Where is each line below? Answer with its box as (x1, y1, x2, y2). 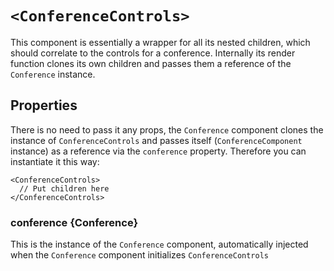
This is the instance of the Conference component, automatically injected (10, 238, 309, 251)
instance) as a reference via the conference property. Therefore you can (10, 145, 307, 157)
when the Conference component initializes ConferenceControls (10, 249, 269, 261)
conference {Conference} (10, 215, 139, 229)
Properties (10, 97, 78, 114)
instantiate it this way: (10, 155, 100, 167)
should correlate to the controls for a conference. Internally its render (10, 47, 296, 59)
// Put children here (19, 183, 110, 194)
